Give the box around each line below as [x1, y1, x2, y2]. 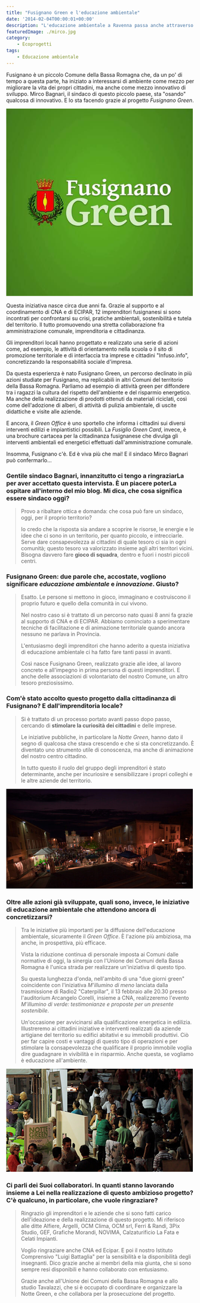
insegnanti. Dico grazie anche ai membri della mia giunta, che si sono [20, 1259, 192, 1267]
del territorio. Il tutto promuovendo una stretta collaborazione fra [6, 321, 165, 328]
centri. [20, 557, 37, 565]
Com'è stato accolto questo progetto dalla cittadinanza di [6, 694, 176, 702]
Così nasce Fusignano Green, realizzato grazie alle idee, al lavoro [20, 660, 181, 668]
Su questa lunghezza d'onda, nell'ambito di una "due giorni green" [20, 975, 185, 982]
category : [6, 35, 31, 41]
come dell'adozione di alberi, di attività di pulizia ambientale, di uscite [6, 402, 177, 409]
